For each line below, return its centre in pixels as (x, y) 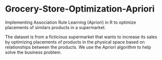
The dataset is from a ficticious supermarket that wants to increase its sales (81, 37)
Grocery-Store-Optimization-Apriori (80, 9)
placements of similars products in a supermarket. (55, 27)
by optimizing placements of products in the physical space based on (75, 42)
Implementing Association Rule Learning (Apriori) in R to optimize (71, 22)
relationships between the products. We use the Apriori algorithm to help (78, 47)
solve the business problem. (33, 52)
